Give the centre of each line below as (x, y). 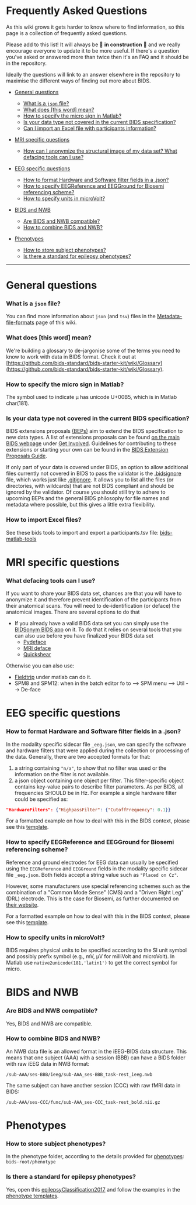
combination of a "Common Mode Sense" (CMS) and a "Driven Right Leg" (95, 892)
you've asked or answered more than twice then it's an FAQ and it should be (98, 57)
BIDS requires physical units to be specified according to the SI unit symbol (97, 950)
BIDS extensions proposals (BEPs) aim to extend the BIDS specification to (94, 431)
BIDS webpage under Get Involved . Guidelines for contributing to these (91, 443)
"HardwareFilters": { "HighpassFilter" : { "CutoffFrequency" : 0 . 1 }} (88, 810)
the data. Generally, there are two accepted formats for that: (78, 756)
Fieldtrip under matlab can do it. (53, 677)
